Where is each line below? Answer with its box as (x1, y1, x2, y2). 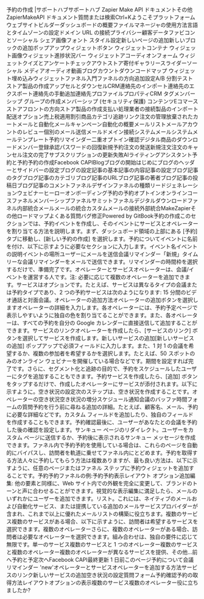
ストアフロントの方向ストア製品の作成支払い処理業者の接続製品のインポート (6, 105, 199, 112)
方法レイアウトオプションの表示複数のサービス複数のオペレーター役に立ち (11, 579, 199, 586)
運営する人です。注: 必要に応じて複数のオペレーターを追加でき (27, 273, 185, 281)
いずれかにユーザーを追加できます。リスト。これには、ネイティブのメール (6, 495, 192, 502)
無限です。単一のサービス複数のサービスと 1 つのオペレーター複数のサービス (6, 541, 198, 548)
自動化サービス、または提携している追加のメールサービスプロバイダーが (16, 502, 199, 510)
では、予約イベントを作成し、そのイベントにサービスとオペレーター (27, 220, 199, 227)
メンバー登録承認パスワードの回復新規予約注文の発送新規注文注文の (16, 144, 188, 150)
